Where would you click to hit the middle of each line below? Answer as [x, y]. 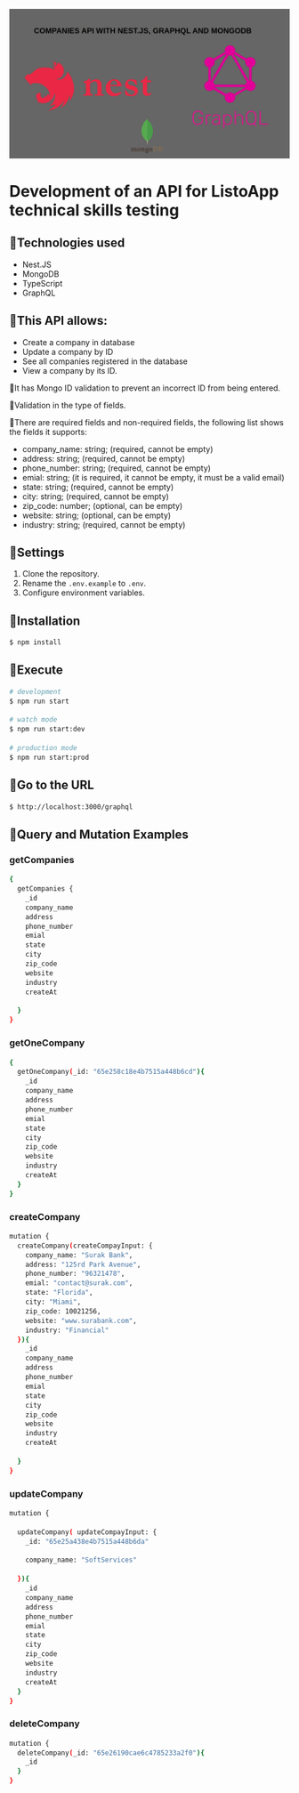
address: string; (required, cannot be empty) [103, 458]
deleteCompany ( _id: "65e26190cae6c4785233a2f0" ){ [111, 1753]
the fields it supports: [48, 432]
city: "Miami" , [53, 1302]
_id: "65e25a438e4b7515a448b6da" [87, 1541]
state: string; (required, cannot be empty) [98, 487]
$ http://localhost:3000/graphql [71, 807]
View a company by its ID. [69, 370]
